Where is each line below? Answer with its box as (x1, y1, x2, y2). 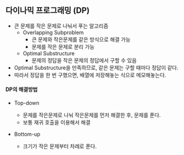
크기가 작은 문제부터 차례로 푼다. (22, 143, 97, 150)
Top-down (14, 99, 39, 107)
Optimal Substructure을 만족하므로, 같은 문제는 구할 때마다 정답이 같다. (14, 64, 179, 71)
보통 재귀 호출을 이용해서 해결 (22, 119, 91, 126)
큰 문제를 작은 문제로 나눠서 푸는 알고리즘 (14, 22, 109, 29)
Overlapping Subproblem (22, 29, 84, 36)
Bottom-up (14, 131, 41, 138)
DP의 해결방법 (5, 86, 38, 93)
